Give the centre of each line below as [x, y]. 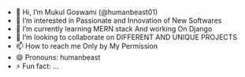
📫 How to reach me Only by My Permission [87, 46]
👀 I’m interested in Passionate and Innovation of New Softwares [119, 20]
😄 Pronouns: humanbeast [58, 57]
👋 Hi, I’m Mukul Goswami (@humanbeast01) [87, 12]
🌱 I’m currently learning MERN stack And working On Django [114, 29]
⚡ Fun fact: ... [37, 66]
